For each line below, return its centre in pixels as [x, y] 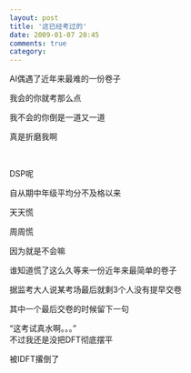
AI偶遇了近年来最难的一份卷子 [65, 79]
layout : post [34, 18]
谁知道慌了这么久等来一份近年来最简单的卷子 [93, 270]
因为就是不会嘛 [37, 251]
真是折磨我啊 [33, 136]
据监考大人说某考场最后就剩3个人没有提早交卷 [95, 290]
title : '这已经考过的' [48, 26]
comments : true [38, 43]
